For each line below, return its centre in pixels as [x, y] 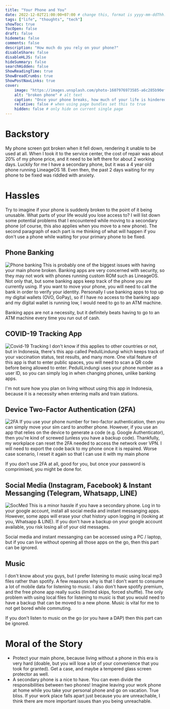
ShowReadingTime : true [29, 72]
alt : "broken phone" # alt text [48, 95]
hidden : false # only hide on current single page [69, 109]
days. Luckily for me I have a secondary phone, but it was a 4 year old [78, 164]
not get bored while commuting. [38, 608]
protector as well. [31, 674]
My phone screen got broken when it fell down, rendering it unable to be [81, 148]
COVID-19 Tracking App [44, 334]
